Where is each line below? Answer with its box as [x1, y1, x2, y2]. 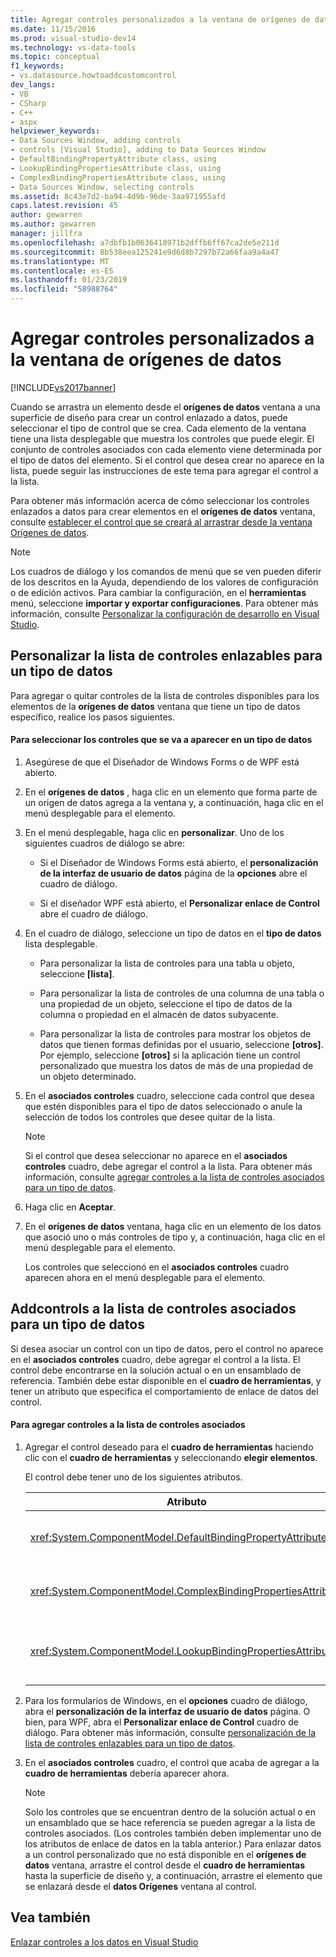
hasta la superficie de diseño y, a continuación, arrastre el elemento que [24, 1869, 323, 1881]
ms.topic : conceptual [10, 52, 101, 62]
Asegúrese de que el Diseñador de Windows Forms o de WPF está [24, 756, 300, 768]
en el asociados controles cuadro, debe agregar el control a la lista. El [10, 1353, 301, 1365]
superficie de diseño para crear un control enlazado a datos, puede [10, 411, 288, 423]
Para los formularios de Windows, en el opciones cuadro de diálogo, [24, 1694, 308, 1706]
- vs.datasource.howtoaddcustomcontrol [10, 71, 177, 81]
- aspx [10, 117, 38, 127]
